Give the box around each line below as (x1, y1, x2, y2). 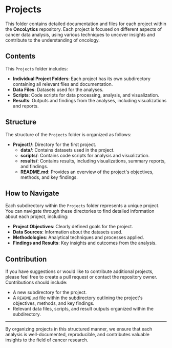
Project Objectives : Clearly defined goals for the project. (12, 224, 133, 230)
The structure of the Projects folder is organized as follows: (5, 131, 132, 137)
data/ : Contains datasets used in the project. (20, 146, 115, 153)
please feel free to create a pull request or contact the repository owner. (5, 274, 158, 280)
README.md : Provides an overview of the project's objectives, (20, 169, 154, 175)
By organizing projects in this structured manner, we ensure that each (5, 326, 153, 332)
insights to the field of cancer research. (5, 337, 89, 343)
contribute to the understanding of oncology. (5, 37, 100, 43)
